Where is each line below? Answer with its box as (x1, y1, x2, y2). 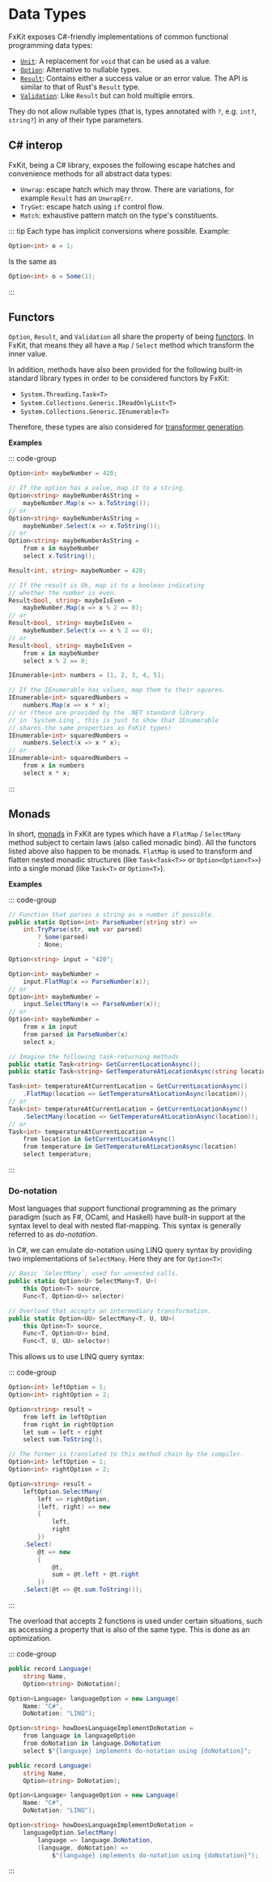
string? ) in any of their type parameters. (8, 114, 144, 124)
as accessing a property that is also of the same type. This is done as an (8, 1625, 250, 1634)
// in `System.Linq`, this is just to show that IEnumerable (8, 716, 219, 724)
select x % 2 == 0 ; (23, 657, 89, 665)
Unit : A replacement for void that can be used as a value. (19, 56, 212, 66)
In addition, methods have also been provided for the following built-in (8, 365, 243, 374)
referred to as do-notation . (8, 1229, 98, 1239)
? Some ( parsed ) (37, 933, 89, 942)
